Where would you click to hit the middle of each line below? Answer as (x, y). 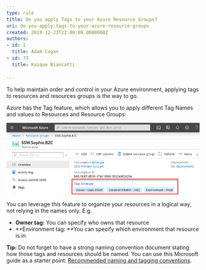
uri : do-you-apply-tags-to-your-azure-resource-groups (78, 26)
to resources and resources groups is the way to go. (72, 96)
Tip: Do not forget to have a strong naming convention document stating (98, 247)
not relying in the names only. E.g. (49, 211)
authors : (17, 39)
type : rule (20, 13)
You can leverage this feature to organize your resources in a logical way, (99, 204)
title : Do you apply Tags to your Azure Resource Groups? (82, 19)
